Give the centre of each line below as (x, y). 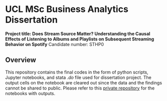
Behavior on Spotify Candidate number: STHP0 (55, 44)
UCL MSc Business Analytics (67, 9)
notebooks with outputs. (30, 93)
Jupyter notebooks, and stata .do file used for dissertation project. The (78, 77)
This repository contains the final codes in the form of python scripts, (77, 72)
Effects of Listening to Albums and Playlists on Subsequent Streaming (80, 39)
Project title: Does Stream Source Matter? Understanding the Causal (78, 33)
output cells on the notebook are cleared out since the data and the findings (83, 82)
